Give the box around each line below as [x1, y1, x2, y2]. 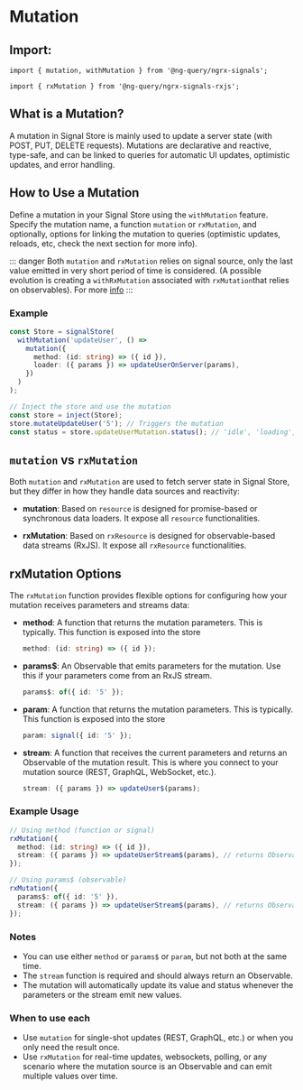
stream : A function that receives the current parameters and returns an [22, 747, 288, 758]
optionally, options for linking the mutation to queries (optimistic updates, [9, 228, 281, 239]
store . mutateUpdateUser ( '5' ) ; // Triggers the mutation [9, 419, 224, 428]
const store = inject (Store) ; [9, 411, 124, 420]
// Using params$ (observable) [9, 875, 127, 885]
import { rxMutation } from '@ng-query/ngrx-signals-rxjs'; [9, 82, 241, 91]
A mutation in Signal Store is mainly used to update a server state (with [9, 130, 272, 141]
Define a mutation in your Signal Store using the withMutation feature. [9, 209, 269, 220]
